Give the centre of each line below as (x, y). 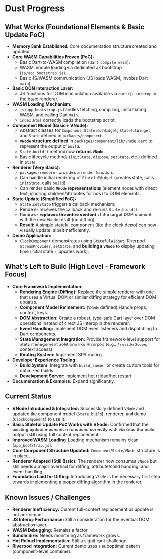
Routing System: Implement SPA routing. (61, 354)
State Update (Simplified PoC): (44, 199)
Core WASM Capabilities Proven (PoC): (53, 57)
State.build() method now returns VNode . (62, 151)
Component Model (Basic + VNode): (50, 125)
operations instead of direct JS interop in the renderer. (75, 323)
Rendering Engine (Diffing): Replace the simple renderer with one (87, 292)
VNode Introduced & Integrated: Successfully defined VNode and (78, 408)
